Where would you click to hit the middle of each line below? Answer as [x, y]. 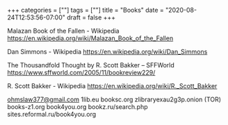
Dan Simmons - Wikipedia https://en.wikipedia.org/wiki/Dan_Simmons [107, 52]
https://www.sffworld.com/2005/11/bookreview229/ [81, 73]
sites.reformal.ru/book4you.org [52, 114]
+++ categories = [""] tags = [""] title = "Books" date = [86, 10]
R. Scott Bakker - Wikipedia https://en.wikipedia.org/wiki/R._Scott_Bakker [112, 86]
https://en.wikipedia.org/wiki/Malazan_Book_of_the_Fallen [90, 38]
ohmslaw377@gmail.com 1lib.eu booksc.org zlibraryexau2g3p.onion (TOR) [114, 99]
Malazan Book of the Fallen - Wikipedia [63, 31]
